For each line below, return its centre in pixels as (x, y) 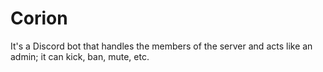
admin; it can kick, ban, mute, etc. (80, 56)
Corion (39, 18)
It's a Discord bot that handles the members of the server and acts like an (161, 46)
